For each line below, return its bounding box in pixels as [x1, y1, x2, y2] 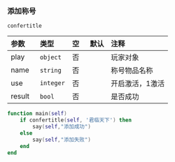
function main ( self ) [7, 110, 68, 117]
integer [39, 79, 65, 87]
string [39, 66, 62, 75]
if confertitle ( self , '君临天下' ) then [20, 117, 132, 124]
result [10, 91, 30, 101]
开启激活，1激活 [111, 79, 165, 89]
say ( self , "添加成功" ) [32, 124, 91, 131]
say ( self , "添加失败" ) [32, 136, 91, 143]
